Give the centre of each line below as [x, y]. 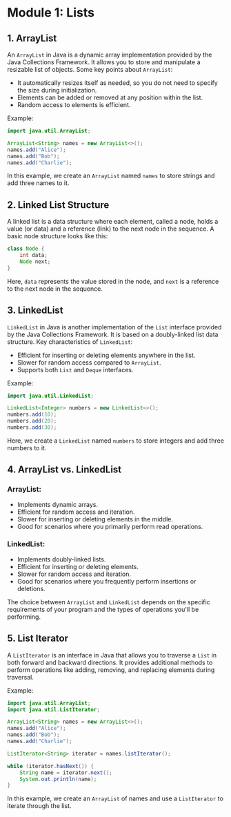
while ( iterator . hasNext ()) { [51, 766]
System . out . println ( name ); [58, 779]
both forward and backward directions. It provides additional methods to [110, 662]
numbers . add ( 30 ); [32, 427]
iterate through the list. [39, 806]
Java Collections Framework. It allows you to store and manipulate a [104, 62]
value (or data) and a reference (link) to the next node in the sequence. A [111, 229]
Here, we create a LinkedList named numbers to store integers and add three [115, 441]
